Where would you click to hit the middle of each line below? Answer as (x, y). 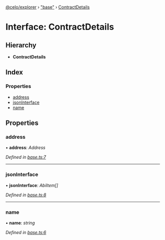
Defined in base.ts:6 (26, 232)
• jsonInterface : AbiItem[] (32, 185)
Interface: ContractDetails (60, 27)
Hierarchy (21, 45)
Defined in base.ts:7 (26, 157)
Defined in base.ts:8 (26, 195)
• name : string (20, 223)
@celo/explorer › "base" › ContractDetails (48, 7)
